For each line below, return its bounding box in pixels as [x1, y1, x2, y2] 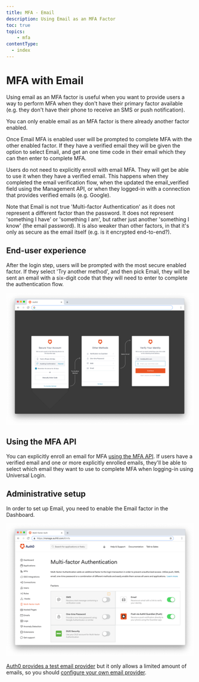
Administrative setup [6, 489, 86, 499]
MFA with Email [6, 74, 84, 88]
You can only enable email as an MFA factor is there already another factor [6, 117, 189, 125]
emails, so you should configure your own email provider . [6, 668, 147, 676]
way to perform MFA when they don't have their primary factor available [6, 100, 183, 107]
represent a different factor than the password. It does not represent [6, 209, 174, 216]
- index [11, 48, 31, 54]
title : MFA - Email [6, 10, 55, 15]
